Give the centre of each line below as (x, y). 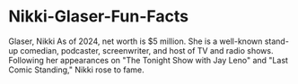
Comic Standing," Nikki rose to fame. (76, 70)
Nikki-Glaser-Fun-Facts (99, 17)
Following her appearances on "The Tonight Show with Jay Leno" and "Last (149, 60)
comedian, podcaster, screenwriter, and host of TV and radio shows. (147, 50)
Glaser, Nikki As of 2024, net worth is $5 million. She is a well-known (136, 41)
